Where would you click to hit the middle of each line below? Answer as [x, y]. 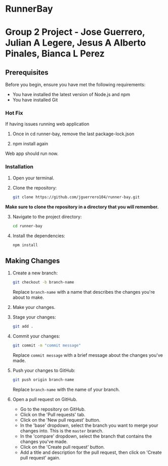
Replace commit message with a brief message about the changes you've [88, 355]
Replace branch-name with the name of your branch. [66, 389]
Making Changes [33, 260]
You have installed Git [35, 100]
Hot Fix [14, 113]
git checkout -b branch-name [43, 283]
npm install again [30, 144]
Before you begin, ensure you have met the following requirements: [75, 85]
